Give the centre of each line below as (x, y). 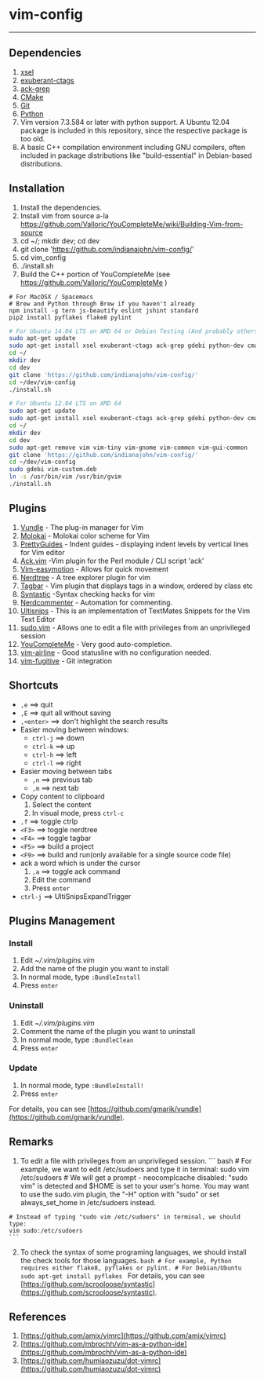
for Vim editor (42, 552)
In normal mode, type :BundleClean (77, 1039)
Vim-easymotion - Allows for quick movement (94, 569)
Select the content (61, 804)
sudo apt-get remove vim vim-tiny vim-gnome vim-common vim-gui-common (128, 448)
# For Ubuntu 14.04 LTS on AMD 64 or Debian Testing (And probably (121, 331)
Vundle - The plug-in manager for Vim (82, 527)
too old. (33, 138)
